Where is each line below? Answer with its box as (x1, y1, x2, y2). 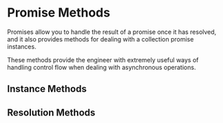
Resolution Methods (7, 106, 96, 118)
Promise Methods (7, 5, 111, 21)
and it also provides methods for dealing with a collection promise (7, 35, 194, 43)
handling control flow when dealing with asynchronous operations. (7, 63, 196, 71)
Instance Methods (7, 83, 87, 95)
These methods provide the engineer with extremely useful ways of (7, 55, 199, 64)
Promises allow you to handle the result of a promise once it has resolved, (7, 28, 217, 36)
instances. (7, 42, 36, 50)
